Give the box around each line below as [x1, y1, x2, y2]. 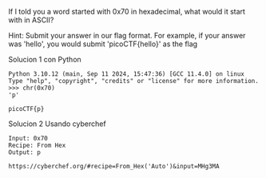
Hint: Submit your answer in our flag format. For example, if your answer [8, 31, 246, 40]
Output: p [8, 148, 42, 156]
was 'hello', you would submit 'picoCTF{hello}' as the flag [8, 39, 198, 49]
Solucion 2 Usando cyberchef [8, 119, 106, 129]
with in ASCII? [8, 15, 54, 25]
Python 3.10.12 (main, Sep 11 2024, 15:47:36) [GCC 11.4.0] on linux [8, 70, 245, 78]
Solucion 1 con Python [8, 55, 81, 64]
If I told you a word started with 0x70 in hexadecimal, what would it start [8, 7, 246, 16]
